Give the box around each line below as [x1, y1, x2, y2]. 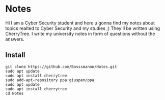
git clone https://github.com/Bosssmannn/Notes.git [5, 64, 117, 69]
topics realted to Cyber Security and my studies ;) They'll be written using [5, 25, 160, 31]
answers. [5, 36, 24, 42]
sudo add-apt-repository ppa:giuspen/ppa [5, 77, 95, 83]
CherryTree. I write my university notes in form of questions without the [5, 30, 155, 37]
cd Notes [5, 91, 24, 96]
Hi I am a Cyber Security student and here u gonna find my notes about [5, 20, 155, 26]
